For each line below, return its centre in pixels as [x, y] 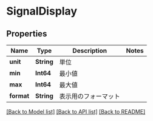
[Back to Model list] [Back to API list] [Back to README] [76, 112]
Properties [27, 34]
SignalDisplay [42, 11]
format [19, 96]
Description [90, 51]
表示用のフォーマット [90, 96]
